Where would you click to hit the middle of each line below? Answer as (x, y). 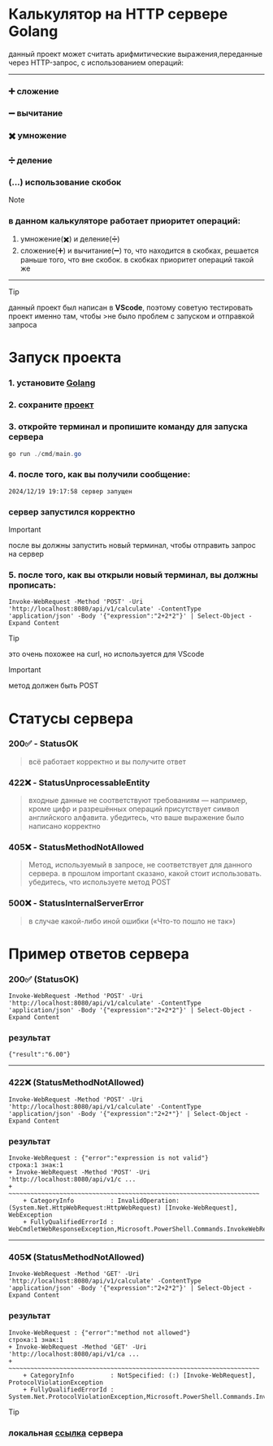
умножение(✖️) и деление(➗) (70, 239)
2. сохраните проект (51, 405)
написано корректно (64, 827)
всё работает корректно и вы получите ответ (107, 762)
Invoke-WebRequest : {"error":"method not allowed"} (100, 1333)
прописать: (32, 584)
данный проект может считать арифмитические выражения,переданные (135, 54)
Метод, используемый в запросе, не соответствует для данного (140, 865)
